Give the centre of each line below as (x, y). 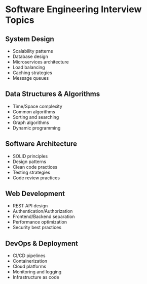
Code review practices (36, 178)
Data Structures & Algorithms (53, 94)
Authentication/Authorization (43, 211)
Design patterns (29, 162)
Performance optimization (40, 222)
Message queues (31, 78)
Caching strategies (32, 73)
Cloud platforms (29, 266)
